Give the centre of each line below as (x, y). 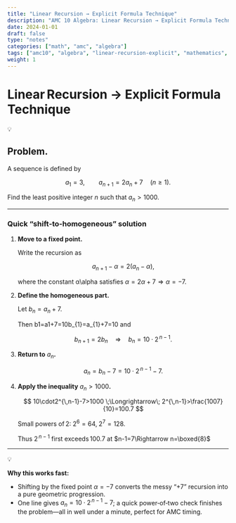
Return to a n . (37, 355)
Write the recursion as (50, 253)
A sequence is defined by (44, 168)
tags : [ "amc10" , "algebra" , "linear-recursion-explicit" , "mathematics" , (118, 53)
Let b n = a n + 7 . (40, 310)
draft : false (26, 33)
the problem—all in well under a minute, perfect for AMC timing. (110, 512)
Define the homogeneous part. (63, 296)
